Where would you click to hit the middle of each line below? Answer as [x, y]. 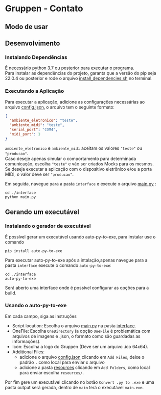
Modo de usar [26, 27]
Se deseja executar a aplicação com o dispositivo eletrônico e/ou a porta [79, 169]
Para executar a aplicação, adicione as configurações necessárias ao [75, 102]
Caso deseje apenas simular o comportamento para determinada [70, 158]
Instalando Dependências [36, 57]
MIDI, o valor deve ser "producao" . [39, 174]
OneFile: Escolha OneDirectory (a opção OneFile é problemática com [81, 331]
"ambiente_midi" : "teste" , [37, 125]
